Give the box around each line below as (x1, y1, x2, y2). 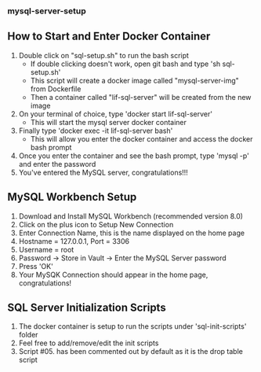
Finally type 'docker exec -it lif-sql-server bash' (18, 126, 173, 135)
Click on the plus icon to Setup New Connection (18, 219, 174, 229)
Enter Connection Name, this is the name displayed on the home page (18, 228, 245, 238)
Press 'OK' (18, 261, 54, 271)
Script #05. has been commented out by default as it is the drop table (18, 347, 244, 356)
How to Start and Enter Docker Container (7, 30, 211, 43)
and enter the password (18, 159, 96, 168)
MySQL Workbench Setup (7, 190, 137, 204)
